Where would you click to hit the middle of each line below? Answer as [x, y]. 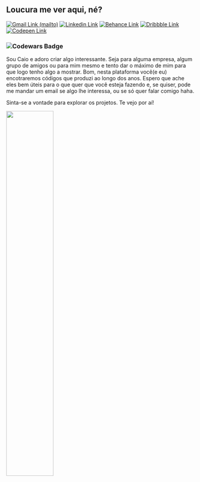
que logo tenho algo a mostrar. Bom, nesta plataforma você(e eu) [87, 72]
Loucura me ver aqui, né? [54, 10]
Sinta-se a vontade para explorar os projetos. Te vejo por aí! [80, 103]
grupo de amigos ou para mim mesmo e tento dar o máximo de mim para [96, 66]
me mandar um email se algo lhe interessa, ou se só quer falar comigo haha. [100, 91]
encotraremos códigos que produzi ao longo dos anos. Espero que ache [95, 78]
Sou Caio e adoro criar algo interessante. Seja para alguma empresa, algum [99, 59]
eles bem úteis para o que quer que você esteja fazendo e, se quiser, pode [99, 85]
